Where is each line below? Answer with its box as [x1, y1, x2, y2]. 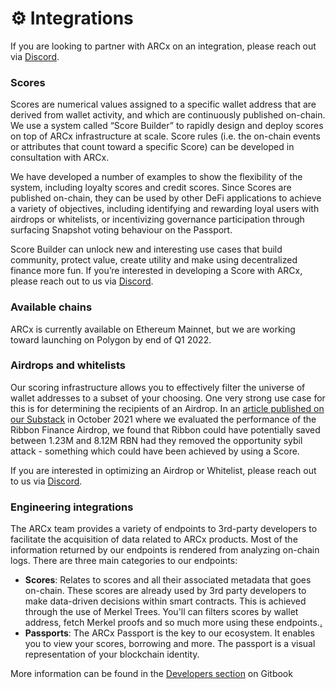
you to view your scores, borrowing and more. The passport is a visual [24, 638, 316, 650]
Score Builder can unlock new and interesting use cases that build [10, 243, 283, 256]
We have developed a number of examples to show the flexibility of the [10, 171, 303, 183]
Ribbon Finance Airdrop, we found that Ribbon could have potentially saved [10, 423, 321, 436]
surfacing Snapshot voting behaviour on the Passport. [10, 224, 233, 236]
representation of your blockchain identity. [24, 648, 200, 661]
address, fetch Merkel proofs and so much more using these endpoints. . [24, 617, 323, 629]
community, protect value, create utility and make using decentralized [10, 254, 298, 266]
